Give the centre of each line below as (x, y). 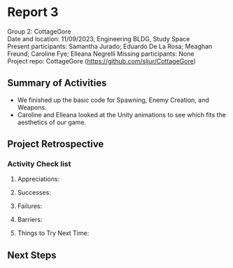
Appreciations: (38, 179)
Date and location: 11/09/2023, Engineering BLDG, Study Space (99, 38)
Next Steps (32, 255)
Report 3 (33, 12)
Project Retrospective (56, 144)
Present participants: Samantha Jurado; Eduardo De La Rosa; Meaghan (110, 46)
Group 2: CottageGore (39, 31)
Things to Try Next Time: (53, 233)
